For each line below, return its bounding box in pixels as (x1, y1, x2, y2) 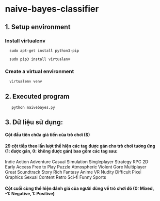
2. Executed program (5, 92, 70, 100)
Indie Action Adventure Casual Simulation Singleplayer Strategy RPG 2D (5, 159, 149, 165)
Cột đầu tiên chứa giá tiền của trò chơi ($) (5, 132, 90, 137)
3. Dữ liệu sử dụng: (5, 118, 63, 127)
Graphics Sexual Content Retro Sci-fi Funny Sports (5, 174, 107, 180)
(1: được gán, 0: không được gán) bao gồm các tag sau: (5, 148, 118, 154)
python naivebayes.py (11, 105, 55, 110)
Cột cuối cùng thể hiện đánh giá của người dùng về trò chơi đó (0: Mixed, (5, 185, 154, 191)
